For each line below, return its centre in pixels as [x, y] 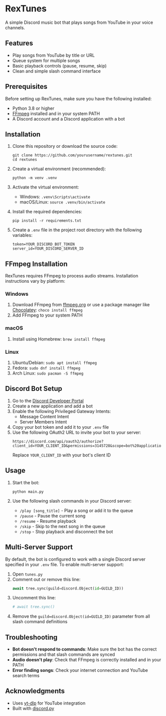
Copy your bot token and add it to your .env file [60, 427]
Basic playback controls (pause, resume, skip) [59, 65]
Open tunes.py [28, 574]
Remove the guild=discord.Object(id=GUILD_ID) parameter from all [81, 616]
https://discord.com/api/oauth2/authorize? [58, 441]
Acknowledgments [35, 691]
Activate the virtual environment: [46, 187]
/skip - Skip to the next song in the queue [62, 526]
